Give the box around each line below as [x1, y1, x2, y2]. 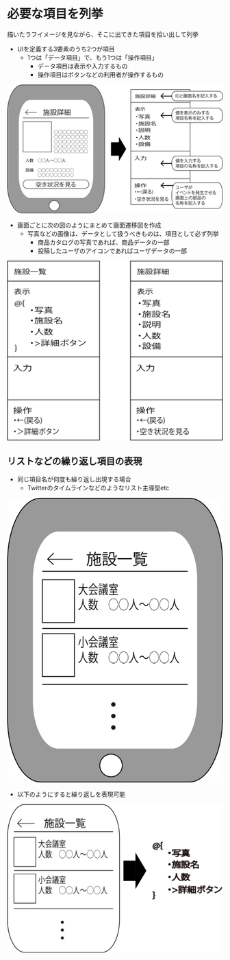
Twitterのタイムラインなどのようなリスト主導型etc [27, 483, 170, 492]
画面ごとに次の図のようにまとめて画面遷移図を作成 [16, 221, 162, 230]
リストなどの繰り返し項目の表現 [7, 455, 142, 467]
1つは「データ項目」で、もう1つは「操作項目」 [27, 53, 159, 62]
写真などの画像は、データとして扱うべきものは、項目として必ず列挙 [27, 230, 219, 238]
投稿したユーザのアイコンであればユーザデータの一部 [37, 247, 187, 255]
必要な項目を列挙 [7, 6, 104, 22]
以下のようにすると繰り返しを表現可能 [16, 790, 125, 799]
